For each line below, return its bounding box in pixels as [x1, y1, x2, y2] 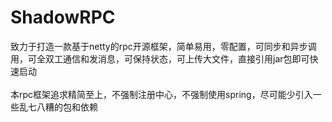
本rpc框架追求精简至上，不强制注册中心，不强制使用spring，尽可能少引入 [10, 88, 313, 100]
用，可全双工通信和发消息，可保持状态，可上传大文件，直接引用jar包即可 [10, 52, 310, 65]
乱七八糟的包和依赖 [18, 101, 98, 113]
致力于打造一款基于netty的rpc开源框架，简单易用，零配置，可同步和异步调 [10, 40, 317, 52]
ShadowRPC [10, 6, 116, 29]
